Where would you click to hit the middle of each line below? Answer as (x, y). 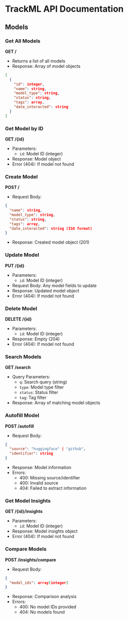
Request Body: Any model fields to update (54, 285)
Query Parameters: (31, 377)
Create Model (21, 177)
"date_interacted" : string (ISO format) (51, 228)
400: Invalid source (39, 483)
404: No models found (42, 612)
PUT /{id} (15, 266)
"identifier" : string (31, 454)
